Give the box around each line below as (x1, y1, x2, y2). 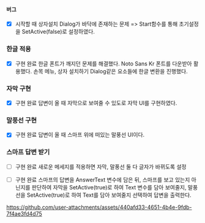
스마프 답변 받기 (6, 148, 50, 156)
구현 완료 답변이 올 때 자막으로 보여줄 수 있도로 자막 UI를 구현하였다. (15, 99, 177, 106)
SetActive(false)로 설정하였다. (21, 28, 95, 35)
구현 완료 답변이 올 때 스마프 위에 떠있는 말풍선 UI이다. (15, 131, 145, 139)
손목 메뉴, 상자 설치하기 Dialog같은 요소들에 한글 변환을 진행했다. (33, 67, 188, 75)
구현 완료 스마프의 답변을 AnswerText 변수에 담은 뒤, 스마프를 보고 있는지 (15, 176, 190, 183)
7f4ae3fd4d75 (6, 210, 42, 217)
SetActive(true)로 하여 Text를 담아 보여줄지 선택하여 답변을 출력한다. (26, 191, 192, 199)
